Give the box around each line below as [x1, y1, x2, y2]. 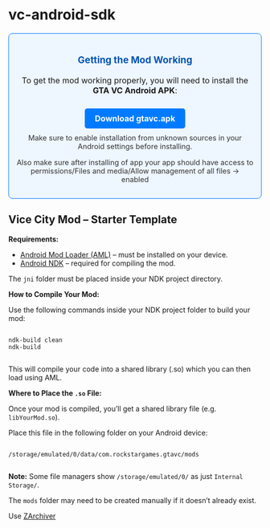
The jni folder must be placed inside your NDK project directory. [8, 274, 223, 283]
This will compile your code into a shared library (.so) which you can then [8, 364, 252, 374]
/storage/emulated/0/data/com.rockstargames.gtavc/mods [8, 450, 199, 458]
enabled [121, 174, 149, 184]
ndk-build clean [8, 335, 63, 344]
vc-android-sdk [8, 6, 116, 24]
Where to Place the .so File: [8, 388, 102, 398]
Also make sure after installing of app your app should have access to [16, 157, 254, 167]
